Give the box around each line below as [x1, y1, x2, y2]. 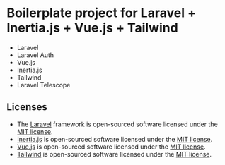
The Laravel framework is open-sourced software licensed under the [16, 120, 219, 128]
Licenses [6, 101, 47, 114]
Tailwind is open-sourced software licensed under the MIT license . [16, 149, 212, 158]
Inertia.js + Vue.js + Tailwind [6, 20, 178, 36]
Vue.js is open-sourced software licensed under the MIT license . [16, 142, 206, 151]
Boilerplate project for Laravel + [6, 5, 196, 21]
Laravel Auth [16, 51, 54, 59]
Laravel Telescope [16, 80, 71, 89]
